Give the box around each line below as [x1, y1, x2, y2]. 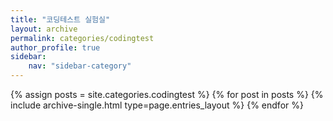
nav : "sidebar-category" [28, 61, 132, 71]
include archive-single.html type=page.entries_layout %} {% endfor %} [10, 99, 304, 111]
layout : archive [10, 24, 78, 34]
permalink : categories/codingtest [10, 33, 155, 43]
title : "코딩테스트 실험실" [10, 14, 111, 25]
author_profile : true [10, 42, 101, 53]
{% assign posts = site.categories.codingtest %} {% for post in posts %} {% [10, 89, 324, 100]
